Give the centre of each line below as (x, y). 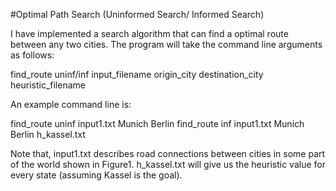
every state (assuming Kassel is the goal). (96, 175)
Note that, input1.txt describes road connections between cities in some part (168, 153)
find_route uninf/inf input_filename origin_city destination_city (137, 74)
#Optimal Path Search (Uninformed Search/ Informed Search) (137, 14)
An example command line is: (71, 104)
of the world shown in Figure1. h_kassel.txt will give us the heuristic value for (168, 164)
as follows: (32, 55)
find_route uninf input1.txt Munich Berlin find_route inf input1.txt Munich (157, 123)
